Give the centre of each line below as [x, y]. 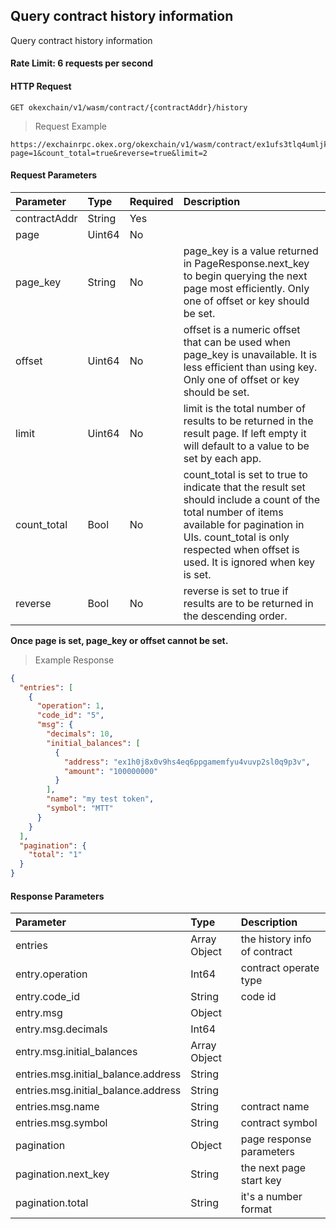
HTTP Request [41, 86]
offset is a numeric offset [242, 329]
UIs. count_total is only [236, 537]
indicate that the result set [244, 487]
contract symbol [279, 1123]
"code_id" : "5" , [70, 715]
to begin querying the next [245, 276]
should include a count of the [252, 499]
